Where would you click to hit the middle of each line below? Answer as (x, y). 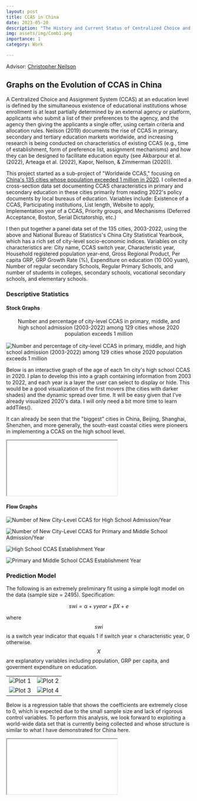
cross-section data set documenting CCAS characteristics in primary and (95, 186)
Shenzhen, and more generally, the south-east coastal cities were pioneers (97, 425)
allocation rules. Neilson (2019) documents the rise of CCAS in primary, (92, 130)
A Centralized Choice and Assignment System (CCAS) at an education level (98, 99)
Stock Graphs (23, 308)
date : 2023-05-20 (27, 22)
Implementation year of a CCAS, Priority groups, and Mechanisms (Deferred (98, 211)
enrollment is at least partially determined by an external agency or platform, (98, 111)
